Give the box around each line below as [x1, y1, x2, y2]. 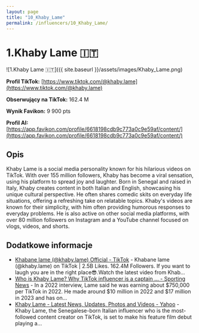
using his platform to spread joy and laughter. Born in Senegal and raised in [6, 178, 191, 185]
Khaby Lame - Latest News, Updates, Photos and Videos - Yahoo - [14, 301, 180, 308]
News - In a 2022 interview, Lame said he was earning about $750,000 [14, 281, 190, 289]
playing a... [14, 319, 42, 327]
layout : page [6, 8, 39, 15]
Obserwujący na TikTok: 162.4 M [6, 96, 89, 103]
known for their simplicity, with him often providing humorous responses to [6, 203, 191, 211]
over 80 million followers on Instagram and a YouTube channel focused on [6, 217, 189, 224]
